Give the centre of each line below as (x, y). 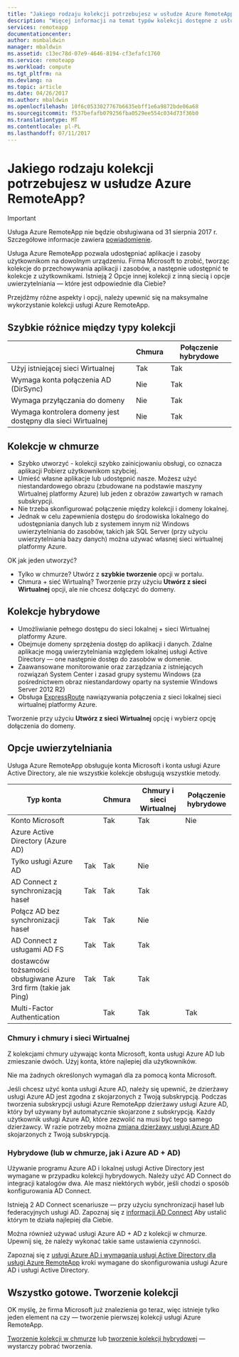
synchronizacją (36, 891)
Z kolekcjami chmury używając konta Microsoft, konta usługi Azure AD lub (116, 1054)
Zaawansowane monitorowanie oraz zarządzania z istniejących (110, 666)
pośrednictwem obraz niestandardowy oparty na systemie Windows (118, 681)
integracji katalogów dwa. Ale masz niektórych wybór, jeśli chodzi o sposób (118, 1183)
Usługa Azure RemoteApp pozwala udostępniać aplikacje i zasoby (104, 253)
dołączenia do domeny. (42, 725)
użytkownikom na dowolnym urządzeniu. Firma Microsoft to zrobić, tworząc (118, 261)
